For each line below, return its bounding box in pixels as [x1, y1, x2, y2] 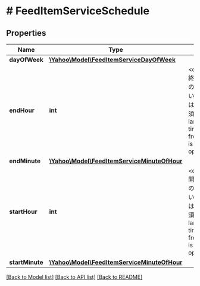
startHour [9, 207, 37, 216]
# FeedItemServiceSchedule [6, 4, 150, 18]
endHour [9, 106, 35, 114]
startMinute [9, 258, 43, 266]
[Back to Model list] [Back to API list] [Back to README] [6, 273, 143, 281]
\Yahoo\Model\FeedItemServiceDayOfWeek [49, 55, 176, 64]
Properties [6, 28, 46, 38]
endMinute [9, 157, 40, 165]
